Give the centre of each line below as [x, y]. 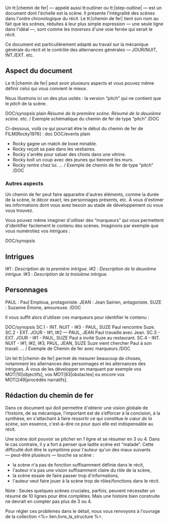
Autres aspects [24, 183]
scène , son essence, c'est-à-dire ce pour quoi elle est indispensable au [79, 424]
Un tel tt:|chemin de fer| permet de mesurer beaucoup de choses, [73, 358]
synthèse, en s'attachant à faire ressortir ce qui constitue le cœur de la [79, 418]
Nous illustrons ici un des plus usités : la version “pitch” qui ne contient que [83, 98]
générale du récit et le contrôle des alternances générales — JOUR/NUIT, [81, 50]
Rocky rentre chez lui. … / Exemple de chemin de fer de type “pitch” [83, 165]
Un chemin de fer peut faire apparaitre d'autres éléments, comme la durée [82, 195]
